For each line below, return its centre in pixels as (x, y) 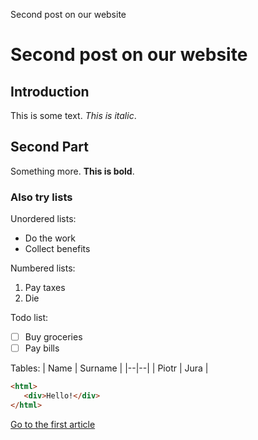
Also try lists (41, 197)
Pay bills (42, 348)
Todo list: (29, 318)
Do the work (50, 238)
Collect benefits (57, 249)
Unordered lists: (43, 219)
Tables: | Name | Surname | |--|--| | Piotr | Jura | (109, 368)
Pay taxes (45, 288)
